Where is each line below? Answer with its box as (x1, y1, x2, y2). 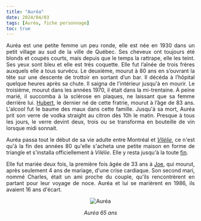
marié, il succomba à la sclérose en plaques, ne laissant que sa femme (6, 93, 195, 100)
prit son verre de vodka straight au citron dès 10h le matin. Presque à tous (6, 112, 195, 119)
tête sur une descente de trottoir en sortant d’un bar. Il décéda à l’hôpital (6, 74, 195, 81)
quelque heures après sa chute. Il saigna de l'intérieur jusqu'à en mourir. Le (6, 80, 195, 87)
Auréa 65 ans (83, 209, 118, 216)
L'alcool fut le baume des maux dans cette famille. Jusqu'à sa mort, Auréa (6, 105, 195, 113)
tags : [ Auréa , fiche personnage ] (6, 20, 90, 26)
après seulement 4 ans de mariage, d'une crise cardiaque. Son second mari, (6, 167, 195, 174)
